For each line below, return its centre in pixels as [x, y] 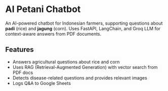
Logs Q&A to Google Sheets [41, 83]
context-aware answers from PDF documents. [53, 34]
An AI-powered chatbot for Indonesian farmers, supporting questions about [84, 23]
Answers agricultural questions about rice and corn [66, 62]
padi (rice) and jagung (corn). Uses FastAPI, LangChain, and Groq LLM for [83, 28]
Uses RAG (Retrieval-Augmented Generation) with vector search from [85, 67]
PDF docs [23, 72]
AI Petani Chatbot [43, 9]
